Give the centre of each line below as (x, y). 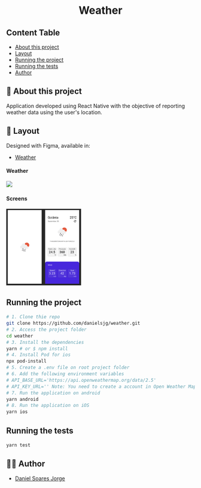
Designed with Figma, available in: (48, 145)
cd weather (20, 336)
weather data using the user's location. (54, 112)
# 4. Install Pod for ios (38, 355)
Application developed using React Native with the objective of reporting (96, 106)
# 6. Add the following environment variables (65, 374)
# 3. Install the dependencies (45, 342)
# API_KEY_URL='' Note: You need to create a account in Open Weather (96, 387)
